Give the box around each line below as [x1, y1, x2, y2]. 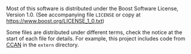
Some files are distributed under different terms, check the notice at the [6, 29, 183, 36]
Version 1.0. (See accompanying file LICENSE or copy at [6, 11, 141, 18]
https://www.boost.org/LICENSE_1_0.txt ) [6, 18, 104, 24]
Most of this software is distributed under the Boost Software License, [6, 5, 179, 12]
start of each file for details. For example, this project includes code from [6, 35, 186, 42]
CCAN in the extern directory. [6, 41, 79, 48]
